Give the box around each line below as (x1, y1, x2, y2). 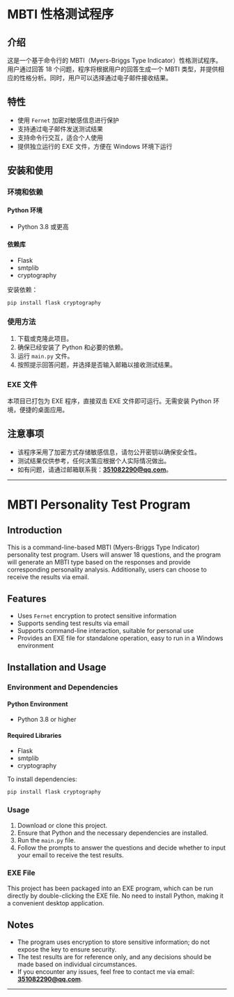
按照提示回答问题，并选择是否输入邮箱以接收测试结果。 (17, 361, 176, 369)
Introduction (7, 525, 63, 537)
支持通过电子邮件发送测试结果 (17, 124, 103, 133)
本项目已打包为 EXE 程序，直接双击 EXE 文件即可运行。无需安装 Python (7, 397, 212, 405)
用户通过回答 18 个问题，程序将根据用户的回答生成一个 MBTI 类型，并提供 (7, 65, 218, 73)
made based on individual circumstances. (17, 960, 137, 968)
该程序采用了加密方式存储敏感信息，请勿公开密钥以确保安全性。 (17, 448, 201, 456)
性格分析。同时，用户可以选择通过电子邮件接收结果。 (19, 74, 172, 82)
